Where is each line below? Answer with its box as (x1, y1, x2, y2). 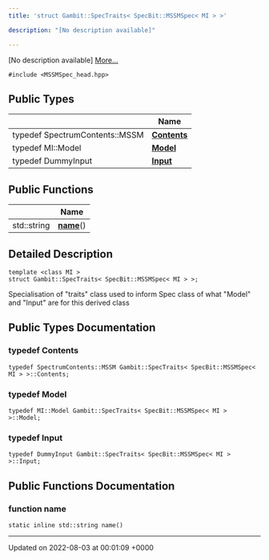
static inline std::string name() (8, 521, 124, 529)
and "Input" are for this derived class (8, 298, 130, 307)
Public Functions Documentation (8, 479, 175, 493)
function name (8, 503, 66, 514)
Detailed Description (8, 247, 114, 261)
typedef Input (8, 432, 62, 443)
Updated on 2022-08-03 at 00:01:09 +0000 (8, 542, 155, 552)
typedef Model (8, 389, 67, 400)
